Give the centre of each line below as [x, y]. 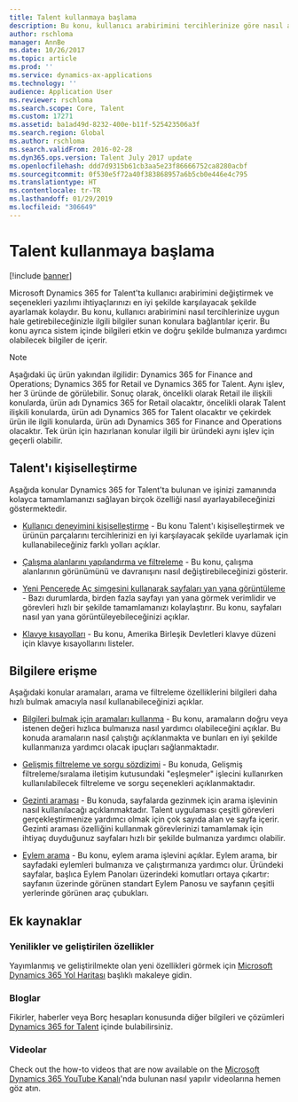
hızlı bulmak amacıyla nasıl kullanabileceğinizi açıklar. [106, 702]
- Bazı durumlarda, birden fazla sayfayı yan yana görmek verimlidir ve [149, 598]
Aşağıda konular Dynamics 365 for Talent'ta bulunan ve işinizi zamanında [143, 490]
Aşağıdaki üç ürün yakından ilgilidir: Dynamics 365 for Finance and [131, 374]
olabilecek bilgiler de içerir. [59, 340]
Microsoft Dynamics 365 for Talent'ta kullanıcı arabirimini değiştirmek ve [141, 293]
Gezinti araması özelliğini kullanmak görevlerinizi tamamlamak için [142, 829]
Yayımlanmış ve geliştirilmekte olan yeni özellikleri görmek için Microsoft [141, 965]
